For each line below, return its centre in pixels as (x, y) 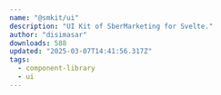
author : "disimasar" (49, 34)
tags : (20, 60)
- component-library (56, 69)
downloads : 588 (38, 43)
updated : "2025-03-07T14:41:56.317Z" (81, 52)
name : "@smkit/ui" (44, 18)
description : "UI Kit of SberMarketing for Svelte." (111, 26)
